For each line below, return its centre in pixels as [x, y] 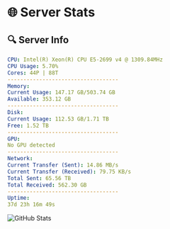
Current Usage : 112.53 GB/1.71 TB [58, 119]
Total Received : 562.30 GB [47, 185]
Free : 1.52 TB [28, 125]
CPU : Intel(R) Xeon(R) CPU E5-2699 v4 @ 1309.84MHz [85, 60]
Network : [20, 159]
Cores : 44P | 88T [33, 73]
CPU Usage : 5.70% [33, 66]
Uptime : [19, 198]
